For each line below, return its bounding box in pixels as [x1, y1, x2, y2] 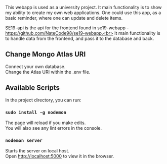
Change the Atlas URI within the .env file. [5, 69, 91, 75]
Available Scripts [5, 83, 60, 92]
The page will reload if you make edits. [5, 120, 86, 126]
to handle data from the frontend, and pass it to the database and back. [5, 35, 154, 41]
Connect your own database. [5, 63, 66, 70]
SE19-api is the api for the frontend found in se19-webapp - [5, 25, 129, 31]
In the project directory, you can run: [5, 97, 81, 103]
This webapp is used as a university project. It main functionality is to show [5, 5, 162, 10]
